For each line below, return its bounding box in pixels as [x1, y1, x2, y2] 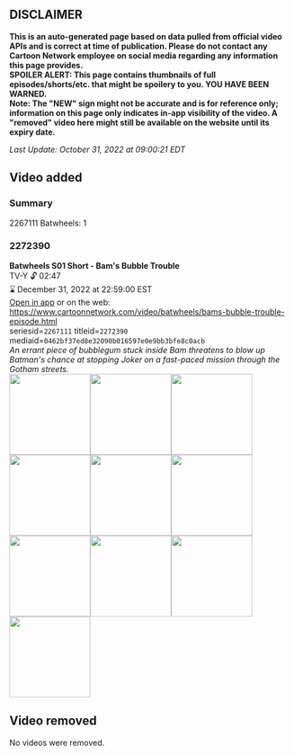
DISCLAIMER [9, 7, 83, 22]
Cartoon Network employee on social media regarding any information [9, 49, 279, 61]
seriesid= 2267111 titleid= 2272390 [9, 325, 129, 336]
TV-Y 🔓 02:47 [9, 270, 61, 281]
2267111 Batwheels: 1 [9, 218, 87, 228]
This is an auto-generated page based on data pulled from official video [9, 31, 283, 41]
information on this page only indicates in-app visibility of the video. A [9, 107, 279, 118]
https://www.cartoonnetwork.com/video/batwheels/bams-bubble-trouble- [9, 306, 285, 317]
